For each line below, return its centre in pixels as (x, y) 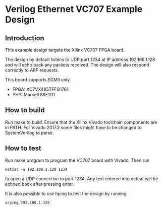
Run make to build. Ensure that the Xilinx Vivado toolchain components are (81, 122)
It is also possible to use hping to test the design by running (66, 193)
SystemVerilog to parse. (29, 133)
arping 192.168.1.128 (27, 203)
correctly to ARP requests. (32, 70)
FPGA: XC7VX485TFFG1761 (40, 89)
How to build (25, 110)
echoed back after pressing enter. (40, 184)
